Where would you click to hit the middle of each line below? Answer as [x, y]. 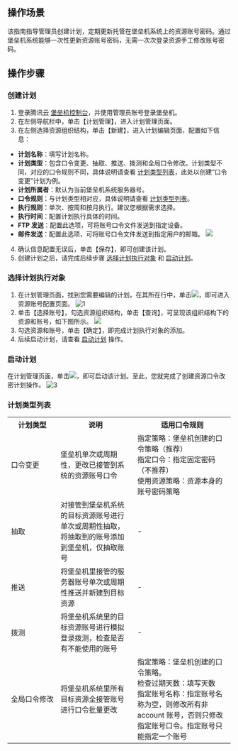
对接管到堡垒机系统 [93, 505]
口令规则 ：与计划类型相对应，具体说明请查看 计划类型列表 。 [105, 198]
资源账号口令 [96, 476]
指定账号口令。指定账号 [176, 726]
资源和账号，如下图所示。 [55, 321]
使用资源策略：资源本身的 [180, 481]
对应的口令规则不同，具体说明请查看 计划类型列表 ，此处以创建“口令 [129, 172]
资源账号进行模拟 [96, 627]
